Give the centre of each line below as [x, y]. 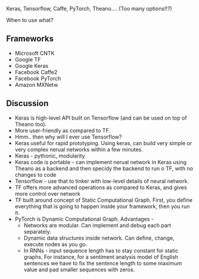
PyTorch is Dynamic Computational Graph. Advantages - [84, 219]
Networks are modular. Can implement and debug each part [97, 225]
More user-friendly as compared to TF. [62, 130]
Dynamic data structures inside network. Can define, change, [99, 238]
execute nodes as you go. [55, 244]
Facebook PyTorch [38, 78]
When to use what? [30, 20]
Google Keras [32, 65]
